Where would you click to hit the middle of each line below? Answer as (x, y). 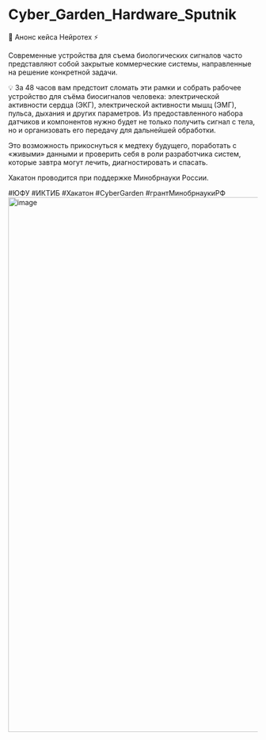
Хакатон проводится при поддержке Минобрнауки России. (108, 177)
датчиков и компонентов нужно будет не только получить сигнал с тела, (132, 121)
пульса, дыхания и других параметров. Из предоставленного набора (126, 113)
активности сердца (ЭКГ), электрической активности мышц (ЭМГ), (122, 105)
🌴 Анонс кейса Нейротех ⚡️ (53, 36)
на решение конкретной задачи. (63, 72)
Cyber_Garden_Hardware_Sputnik (122, 15)
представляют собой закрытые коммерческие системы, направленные (130, 63)
